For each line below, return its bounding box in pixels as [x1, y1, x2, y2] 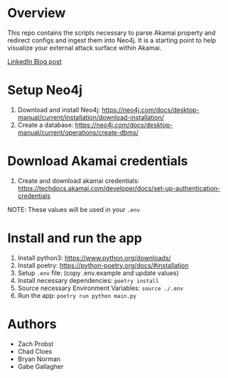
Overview [7, 5, 66, 21]
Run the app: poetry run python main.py [17, 291, 137, 299]
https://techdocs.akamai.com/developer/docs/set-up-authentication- [17, 184, 221, 192]
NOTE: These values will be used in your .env [7, 205, 141, 213]
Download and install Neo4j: [17, 105, 101, 114]
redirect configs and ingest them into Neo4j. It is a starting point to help [7, 35, 217, 44]
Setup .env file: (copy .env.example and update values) [17, 268, 180, 277]
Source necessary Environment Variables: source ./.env [17, 284, 183, 292]
